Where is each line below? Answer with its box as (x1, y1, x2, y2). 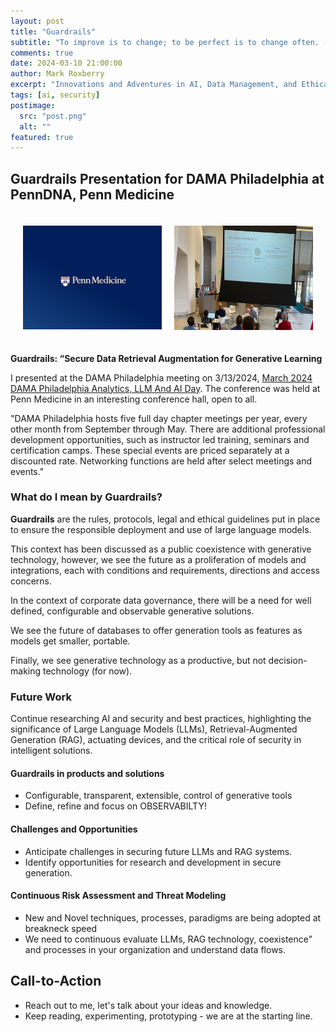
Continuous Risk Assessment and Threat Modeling (10, 890, 227, 902)
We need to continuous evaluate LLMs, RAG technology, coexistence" (24, 933, 313, 945)
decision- (268, 654, 308, 666)
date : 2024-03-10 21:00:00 (10, 58, 123, 69)
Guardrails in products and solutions (10, 767, 165, 779)
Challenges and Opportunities (10, 823, 138, 835)
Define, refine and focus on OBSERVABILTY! (24, 800, 207, 812)
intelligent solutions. (10, 745, 93, 757)
